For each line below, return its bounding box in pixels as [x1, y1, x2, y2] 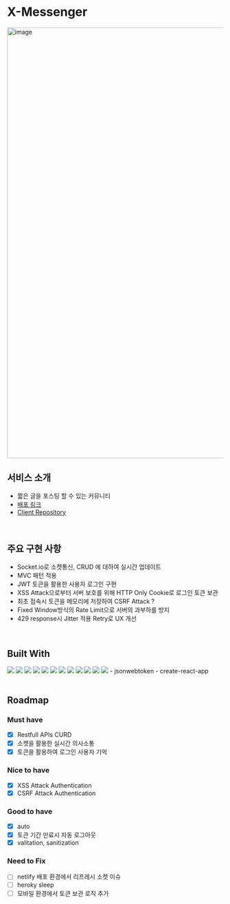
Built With [7, 648, 50, 660]
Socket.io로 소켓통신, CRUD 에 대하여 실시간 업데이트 [16, 563, 161, 571]
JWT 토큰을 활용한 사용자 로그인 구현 [16, 580, 117, 588]
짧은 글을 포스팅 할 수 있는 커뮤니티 [16, 492, 111, 500]
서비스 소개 [7, 472, 51, 484]
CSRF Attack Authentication [16, 789, 96, 797]
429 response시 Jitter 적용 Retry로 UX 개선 [16, 614, 137, 622]
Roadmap [7, 694, 49, 706]
